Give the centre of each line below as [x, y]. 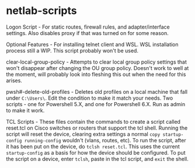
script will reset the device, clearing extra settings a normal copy [83, 134]
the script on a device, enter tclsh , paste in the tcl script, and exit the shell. [97, 159]
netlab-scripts [41, 11]
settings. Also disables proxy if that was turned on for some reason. [87, 33]
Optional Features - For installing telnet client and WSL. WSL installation [93, 44]
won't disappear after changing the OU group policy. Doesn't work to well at [97, 68]
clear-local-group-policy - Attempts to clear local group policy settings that [96, 62]
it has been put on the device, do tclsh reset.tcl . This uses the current [93, 146]
